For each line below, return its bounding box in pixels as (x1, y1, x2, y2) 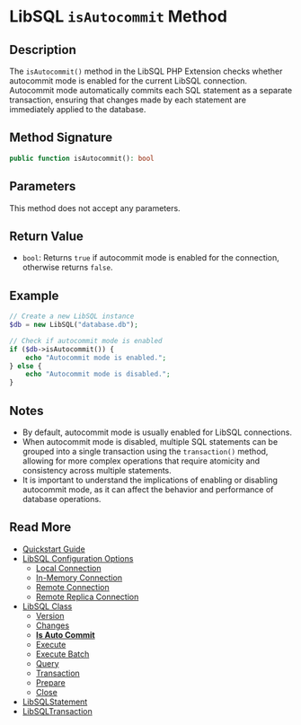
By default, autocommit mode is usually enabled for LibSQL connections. (22, 427, 292, 438)
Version (35, 610, 65, 621)
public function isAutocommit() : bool (9, 154, 155, 163)
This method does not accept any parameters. (9, 202, 181, 213)
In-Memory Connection (35, 572, 123, 583)
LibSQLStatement (22, 696, 88, 707)
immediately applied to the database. (9, 104, 146, 114)
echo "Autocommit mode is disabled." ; (25, 370, 171, 379)
